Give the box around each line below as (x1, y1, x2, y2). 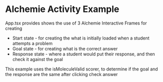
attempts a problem (12, 40, 53, 46)
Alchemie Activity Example (5, 3, 120, 15)
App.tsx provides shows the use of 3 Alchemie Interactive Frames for (5, 20, 147, 26)
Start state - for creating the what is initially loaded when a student (12, 35, 150, 41)
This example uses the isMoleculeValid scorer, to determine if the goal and (5, 66, 158, 72)
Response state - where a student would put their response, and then (12, 51, 156, 57)
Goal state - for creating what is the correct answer (12, 45, 118, 51)
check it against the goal (12, 56, 63, 62)
